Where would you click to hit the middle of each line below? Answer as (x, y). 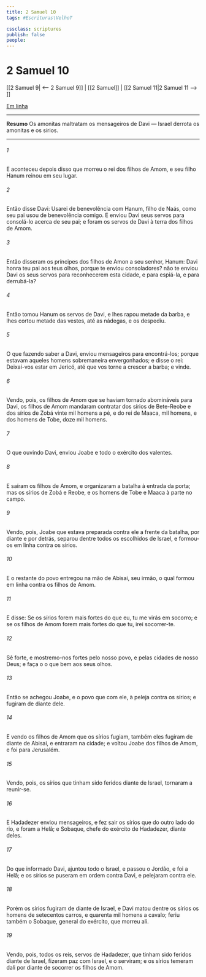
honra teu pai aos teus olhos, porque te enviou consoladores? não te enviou (102, 268)
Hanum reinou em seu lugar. (42, 176)
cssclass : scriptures (34, 29)
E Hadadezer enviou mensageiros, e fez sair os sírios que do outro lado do (101, 822)
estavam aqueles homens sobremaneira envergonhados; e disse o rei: (95, 361)
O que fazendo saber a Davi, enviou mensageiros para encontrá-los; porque (103, 354)
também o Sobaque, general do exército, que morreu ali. (78, 921)
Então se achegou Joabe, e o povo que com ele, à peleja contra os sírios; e (101, 697)
